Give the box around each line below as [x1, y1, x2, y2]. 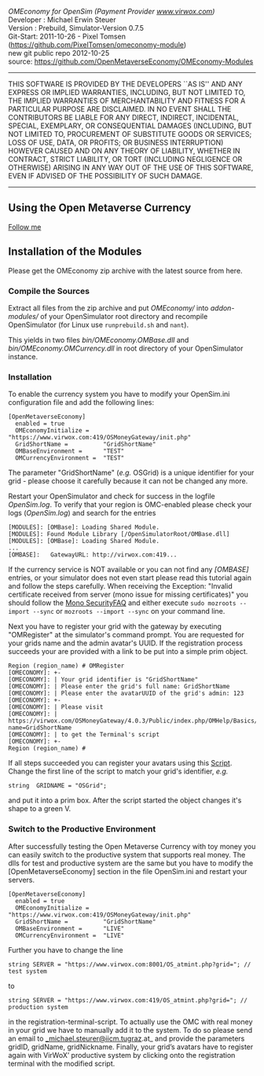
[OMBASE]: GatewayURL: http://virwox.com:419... [8, 551, 178, 559]
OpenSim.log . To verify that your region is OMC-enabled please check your [8, 500, 252, 509]
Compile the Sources [8, 285, 90, 296]
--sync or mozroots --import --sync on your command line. [32, 607, 225, 616]
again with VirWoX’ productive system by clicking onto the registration [8, 1050, 236, 1059]
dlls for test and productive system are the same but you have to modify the [8, 858, 254, 868]
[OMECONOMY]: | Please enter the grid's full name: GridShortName [8, 683, 230, 691]
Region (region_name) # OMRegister [8, 662, 125, 670]
